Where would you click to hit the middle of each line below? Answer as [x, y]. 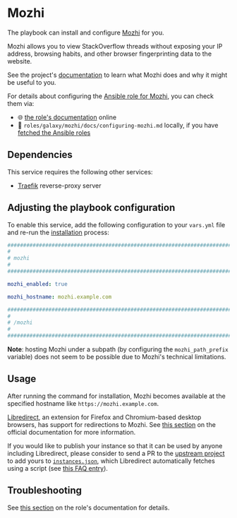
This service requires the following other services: [80, 171]
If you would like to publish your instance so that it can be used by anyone [115, 445]
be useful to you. [32, 82]
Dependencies [40, 155]
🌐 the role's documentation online [67, 117]
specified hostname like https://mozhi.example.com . [83, 403]
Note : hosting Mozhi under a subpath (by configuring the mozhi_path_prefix [118, 349]
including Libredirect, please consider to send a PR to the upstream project [116, 453]
